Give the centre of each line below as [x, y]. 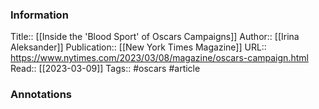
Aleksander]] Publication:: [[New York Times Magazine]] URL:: [138, 47]
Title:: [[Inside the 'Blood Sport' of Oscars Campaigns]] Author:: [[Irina [155, 37]
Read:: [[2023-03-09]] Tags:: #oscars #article [105, 69]
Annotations [41, 95]
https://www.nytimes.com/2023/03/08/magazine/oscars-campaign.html [159, 58]
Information [39, 15]
